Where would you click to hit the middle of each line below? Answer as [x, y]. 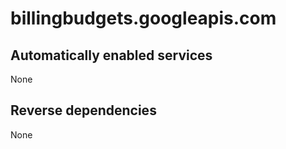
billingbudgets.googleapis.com [143, 18]
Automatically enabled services [111, 55]
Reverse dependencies [83, 110]
